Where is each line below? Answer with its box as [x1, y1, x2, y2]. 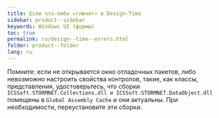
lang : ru [7, 49, 33, 56]
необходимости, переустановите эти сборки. [7, 103, 143, 111]
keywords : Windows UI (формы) [7, 23, 95, 30]
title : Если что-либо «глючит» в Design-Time [7, 10, 141, 17]
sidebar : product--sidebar [7, 17, 86, 23]
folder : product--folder [7, 42, 79, 49]
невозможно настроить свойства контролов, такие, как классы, [7, 75, 199, 83]
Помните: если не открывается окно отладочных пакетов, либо [7, 67, 196, 76]
